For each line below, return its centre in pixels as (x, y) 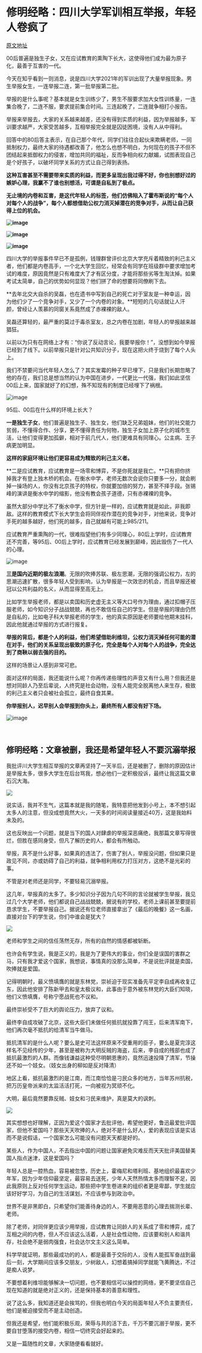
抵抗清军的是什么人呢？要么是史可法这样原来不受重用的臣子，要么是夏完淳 (98, 1042)
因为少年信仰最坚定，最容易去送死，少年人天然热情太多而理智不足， (106, 1178)
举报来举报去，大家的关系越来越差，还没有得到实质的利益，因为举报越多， (98, 119)
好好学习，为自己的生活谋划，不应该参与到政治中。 (75, 1193)
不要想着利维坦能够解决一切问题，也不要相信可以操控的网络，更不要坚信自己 (101, 1282)
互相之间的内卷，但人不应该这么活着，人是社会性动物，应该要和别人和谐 (96, 1234)
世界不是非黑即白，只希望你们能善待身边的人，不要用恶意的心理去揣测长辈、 (101, 1206)
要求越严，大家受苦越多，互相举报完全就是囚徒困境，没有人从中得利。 (98, 127)
